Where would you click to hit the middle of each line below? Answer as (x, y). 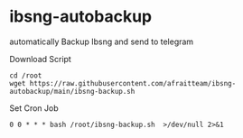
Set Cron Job (34, 108)
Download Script (41, 59)
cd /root (26, 75)
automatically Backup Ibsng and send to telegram (102, 41)
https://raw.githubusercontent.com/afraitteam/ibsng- (133, 83)
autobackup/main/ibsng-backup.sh (72, 91)
